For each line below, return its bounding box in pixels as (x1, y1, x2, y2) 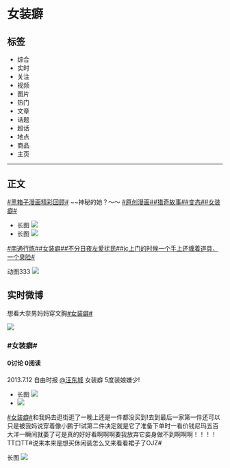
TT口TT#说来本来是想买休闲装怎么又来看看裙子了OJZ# (7, 438, 162, 447)
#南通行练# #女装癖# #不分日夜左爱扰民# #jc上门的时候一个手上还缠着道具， (7, 244, 219, 252)
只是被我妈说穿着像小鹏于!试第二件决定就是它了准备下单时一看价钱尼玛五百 (7, 421, 219, 430)
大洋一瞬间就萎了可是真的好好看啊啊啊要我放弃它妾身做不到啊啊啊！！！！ (7, 430, 217, 438)
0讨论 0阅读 (7, 359, 41, 368)
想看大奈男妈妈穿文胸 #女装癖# (7, 309, 93, 317)
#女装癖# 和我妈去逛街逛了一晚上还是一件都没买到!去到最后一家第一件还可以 (7, 413, 220, 421)
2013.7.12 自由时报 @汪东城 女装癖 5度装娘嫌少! (7, 375, 140, 383)
